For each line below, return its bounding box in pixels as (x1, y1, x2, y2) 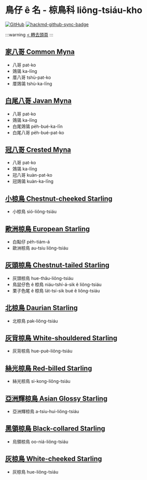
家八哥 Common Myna (5, 48, 75, 56)
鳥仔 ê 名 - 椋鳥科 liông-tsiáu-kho (5, 4, 143, 16)
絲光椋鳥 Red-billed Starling (5, 364, 92, 372)
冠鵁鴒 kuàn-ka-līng (12, 178, 54, 185)
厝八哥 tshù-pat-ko (12, 74, 51, 80)
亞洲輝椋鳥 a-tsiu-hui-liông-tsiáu (12, 409, 79, 415)
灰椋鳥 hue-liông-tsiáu (12, 469, 59, 475)
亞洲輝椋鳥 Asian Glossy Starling (5, 394, 108, 403)
